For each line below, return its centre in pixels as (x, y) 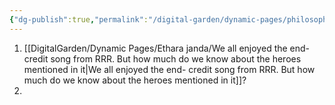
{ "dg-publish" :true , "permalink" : (79, 19)
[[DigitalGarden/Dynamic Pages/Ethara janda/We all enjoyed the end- (167, 48)
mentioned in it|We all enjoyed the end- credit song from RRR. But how (169, 69)
